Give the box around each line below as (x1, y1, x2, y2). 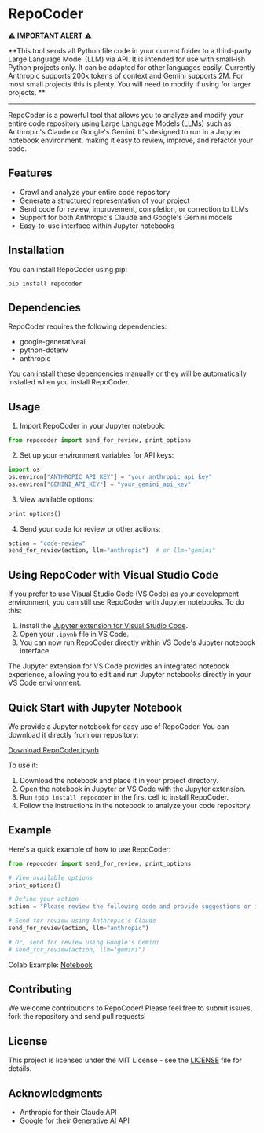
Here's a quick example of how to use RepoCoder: (8, 844, 171, 854)
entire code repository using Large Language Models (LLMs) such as (8, 119, 232, 128)
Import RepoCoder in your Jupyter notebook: (19, 421, 166, 431)
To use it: (8, 760, 38, 770)
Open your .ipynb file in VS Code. (19, 630, 130, 639)
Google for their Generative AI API (19, 1116, 130, 1125)
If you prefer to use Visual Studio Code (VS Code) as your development (8, 589, 240, 598)
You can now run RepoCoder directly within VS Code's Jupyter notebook (19, 638, 256, 647)
